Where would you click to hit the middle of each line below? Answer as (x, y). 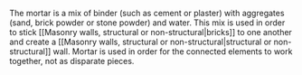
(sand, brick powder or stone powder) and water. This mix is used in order (147, 23)
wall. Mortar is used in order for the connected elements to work (173, 52)
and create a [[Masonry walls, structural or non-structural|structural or (141, 42)
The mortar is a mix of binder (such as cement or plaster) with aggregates (147, 13)
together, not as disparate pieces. (72, 61)
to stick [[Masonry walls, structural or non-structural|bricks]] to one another (151, 32)
